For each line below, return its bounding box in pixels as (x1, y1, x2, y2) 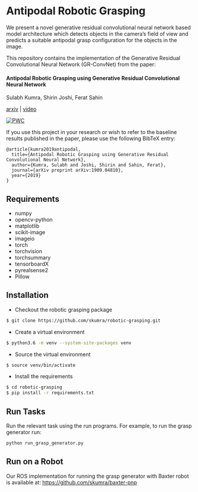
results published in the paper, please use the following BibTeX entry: (6, 135, 175, 142)
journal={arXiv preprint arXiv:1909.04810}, (11, 167, 124, 173)
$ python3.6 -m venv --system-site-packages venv (6, 340, 132, 346)
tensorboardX (14, 260, 49, 267)
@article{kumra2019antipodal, (6, 147, 81, 152)
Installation (6, 290, 49, 300)
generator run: (6, 428, 42, 435)
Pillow (14, 273, 30, 280)
